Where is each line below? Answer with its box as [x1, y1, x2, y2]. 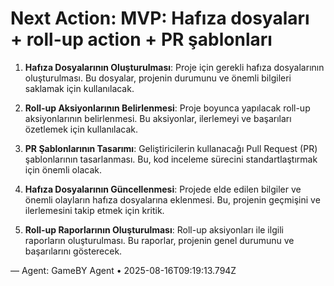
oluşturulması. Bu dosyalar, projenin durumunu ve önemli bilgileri [24, 72, 292, 84]
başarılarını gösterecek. [24, 245, 123, 257]
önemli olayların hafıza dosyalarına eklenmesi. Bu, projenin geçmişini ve [24, 193, 321, 206]
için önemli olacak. [24, 163, 102, 176]
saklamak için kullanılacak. [24, 82, 135, 94]
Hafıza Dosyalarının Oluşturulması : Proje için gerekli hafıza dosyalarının [24, 61, 325, 73]
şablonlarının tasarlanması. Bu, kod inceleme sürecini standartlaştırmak [24, 153, 318, 165]
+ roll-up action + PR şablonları [10, 28, 273, 51]
